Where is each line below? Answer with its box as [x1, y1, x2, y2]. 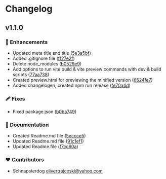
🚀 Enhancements [5, 39, 48, 46]
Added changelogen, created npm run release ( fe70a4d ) [12, 82, 131, 88]
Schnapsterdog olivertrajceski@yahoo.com [12, 168, 103, 174]
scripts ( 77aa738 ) [12, 71, 50, 78]
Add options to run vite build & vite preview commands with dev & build [12, 66, 161, 72]
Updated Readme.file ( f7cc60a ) [12, 144, 78, 150]
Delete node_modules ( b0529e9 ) [12, 60, 82, 66]
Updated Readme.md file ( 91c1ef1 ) [12, 138, 85, 145]
